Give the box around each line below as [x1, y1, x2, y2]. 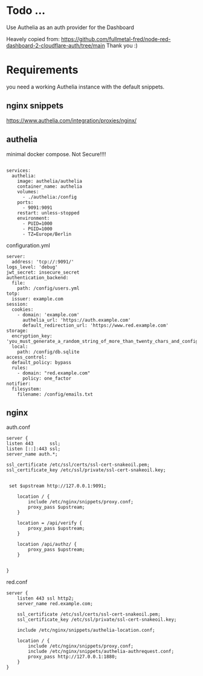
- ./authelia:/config [22, 194, 77, 200]
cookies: [11, 307, 34, 313]
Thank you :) [106, 42, 138, 49]
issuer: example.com [11, 296, 63, 302]
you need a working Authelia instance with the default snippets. [6, 83, 165, 90]
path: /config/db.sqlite [17, 349, 80, 355]
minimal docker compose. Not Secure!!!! [6, 150, 106, 157]
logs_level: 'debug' [6, 264, 59, 270]
